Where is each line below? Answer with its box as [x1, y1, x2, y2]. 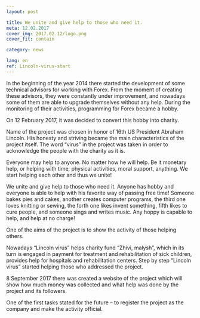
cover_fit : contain [6, 36, 55, 42]
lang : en [6, 58, 28, 64]
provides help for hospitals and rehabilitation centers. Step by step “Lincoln [6, 257, 192, 264]
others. [6, 232, 24, 239]
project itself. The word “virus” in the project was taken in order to [6, 141, 168, 148]
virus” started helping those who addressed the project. [6, 263, 143, 270]
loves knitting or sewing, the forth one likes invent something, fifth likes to [6, 202, 187, 209]
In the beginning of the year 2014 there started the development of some [6, 79, 185, 87]
